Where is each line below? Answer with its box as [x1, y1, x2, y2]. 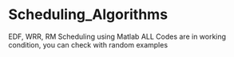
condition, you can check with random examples [8, 40, 169, 49]
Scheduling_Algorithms [8, 6, 169, 24]
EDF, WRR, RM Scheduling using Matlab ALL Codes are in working [8, 32, 226, 41]
